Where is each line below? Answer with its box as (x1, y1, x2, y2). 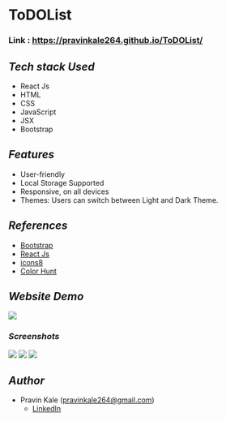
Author (8, 374, 45, 388)
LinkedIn (32, 404, 62, 414)
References (8, 219, 68, 233)
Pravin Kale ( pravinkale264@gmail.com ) (19, 395, 156, 405)
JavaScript (19, 107, 57, 117)
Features (8, 148, 55, 161)
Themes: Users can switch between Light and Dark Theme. (19, 195, 219, 204)
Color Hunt (19, 266, 57, 276)
